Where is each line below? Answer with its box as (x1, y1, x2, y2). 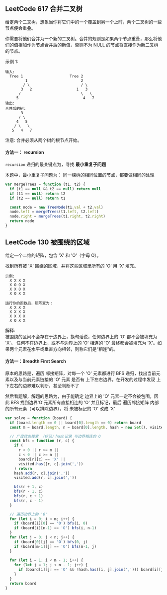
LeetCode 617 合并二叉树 (5, 4, 83, 13)
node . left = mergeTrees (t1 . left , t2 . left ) (9, 209, 99, 215)
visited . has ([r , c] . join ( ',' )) (18, 461, 83, 466)
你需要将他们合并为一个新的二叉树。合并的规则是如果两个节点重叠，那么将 (5, 35, 158, 41)
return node (9, 219, 35, 223)
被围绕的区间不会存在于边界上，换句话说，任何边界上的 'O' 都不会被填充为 (5, 333, 158, 339)
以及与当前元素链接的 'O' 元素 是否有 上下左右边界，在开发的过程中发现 (9, 376, 156, 382)
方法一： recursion (5, 149, 44, 155)
